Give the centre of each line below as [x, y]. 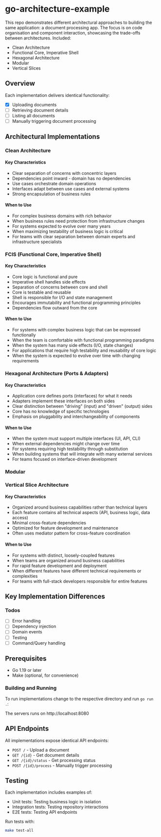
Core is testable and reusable [42, 292]
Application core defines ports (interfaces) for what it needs [72, 396]
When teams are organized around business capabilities [68, 560]
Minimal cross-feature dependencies [49, 523]
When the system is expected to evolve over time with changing [76, 356]
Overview [20, 84]
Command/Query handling [39, 643]
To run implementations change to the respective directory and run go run [79, 699]
